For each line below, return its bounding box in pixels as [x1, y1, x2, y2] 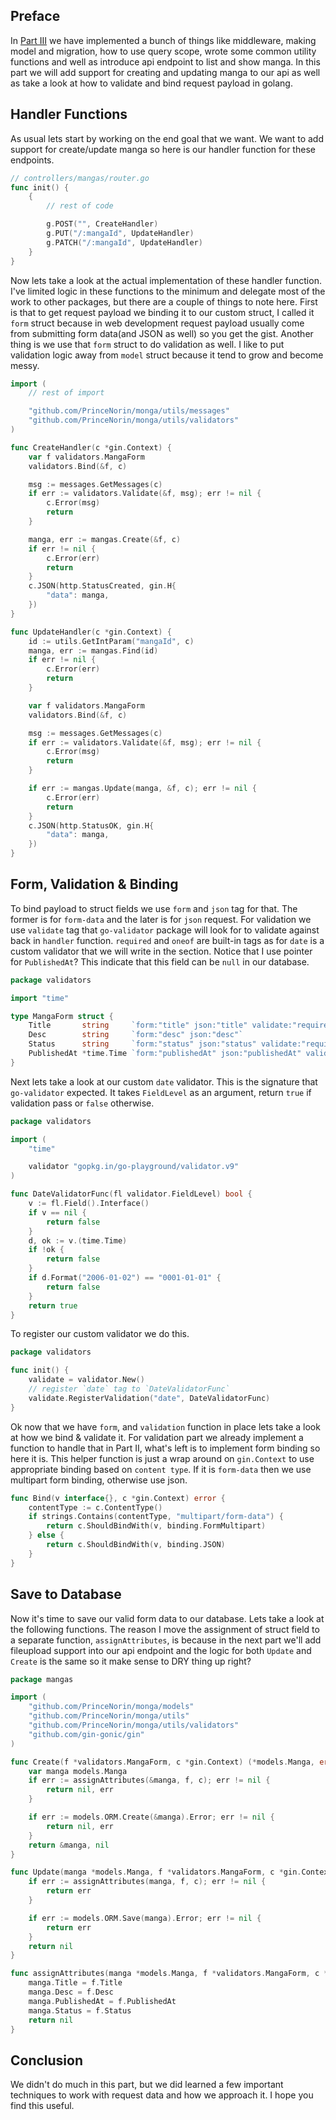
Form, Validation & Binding [10, 876, 179, 893]
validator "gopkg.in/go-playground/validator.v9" [28, 1162, 240, 1172]
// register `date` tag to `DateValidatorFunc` [28, 1384, 230, 1394]
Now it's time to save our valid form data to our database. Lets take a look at [10, 1612, 325, 1624]
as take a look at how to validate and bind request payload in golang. [10, 77, 293, 89]
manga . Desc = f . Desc [28, 1987, 114, 1997]
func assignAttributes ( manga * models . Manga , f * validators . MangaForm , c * [10, 1969, 329, 1979]
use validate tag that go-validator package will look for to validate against [10, 924, 320, 936]
